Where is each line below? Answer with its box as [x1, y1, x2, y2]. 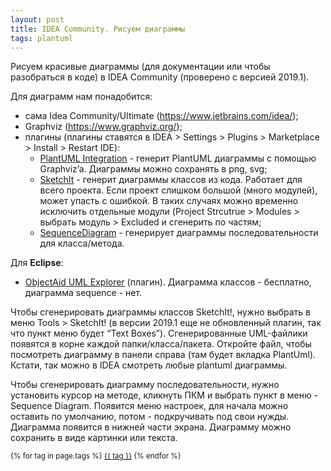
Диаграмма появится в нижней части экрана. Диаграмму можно [10, 421, 292, 433]
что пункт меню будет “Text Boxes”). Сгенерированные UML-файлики [10, 327, 308, 340]
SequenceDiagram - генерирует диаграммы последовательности [39, 227, 319, 239]
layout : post [10, 14, 65, 25]
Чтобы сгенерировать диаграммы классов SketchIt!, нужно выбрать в [10, 306, 312, 318]
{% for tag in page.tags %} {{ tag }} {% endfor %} [10, 451, 182, 461]
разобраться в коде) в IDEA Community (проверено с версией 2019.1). [10, 71, 310, 83]
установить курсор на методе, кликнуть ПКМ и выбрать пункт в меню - [10, 389, 319, 401]
